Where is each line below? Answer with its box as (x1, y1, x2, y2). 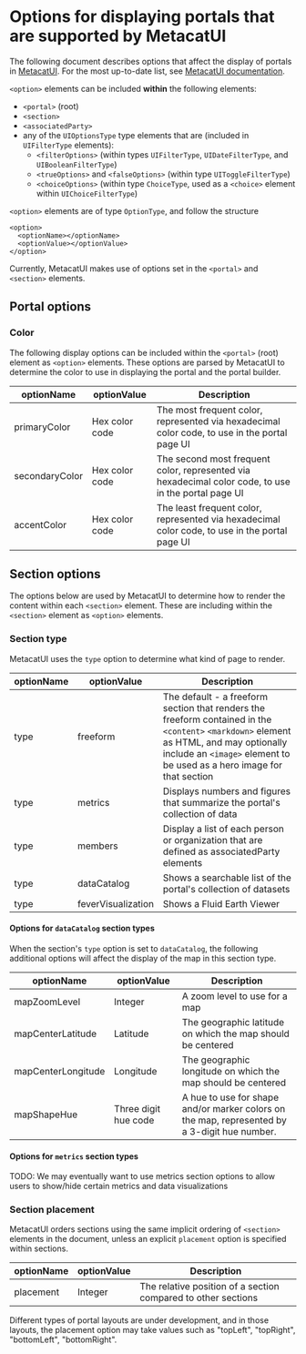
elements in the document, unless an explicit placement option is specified (9, 1234, 287, 1245)
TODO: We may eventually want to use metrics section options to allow (9, 1171, 276, 1182)
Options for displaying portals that (9, 6, 275, 27)
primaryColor (14, 421, 71, 433)
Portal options (9, 299, 92, 315)
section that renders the (162, 701, 266, 714)
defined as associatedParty (162, 845, 280, 858)
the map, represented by (181, 1114, 287, 1126)
